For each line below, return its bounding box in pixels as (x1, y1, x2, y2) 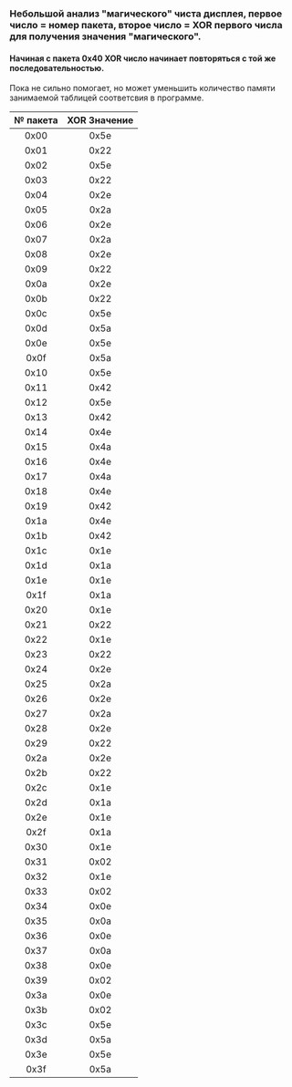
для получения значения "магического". (9, 30, 202, 43)
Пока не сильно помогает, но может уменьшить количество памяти (9, 83, 276, 94)
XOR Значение (67, 114, 134, 127)
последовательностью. (9, 62, 105, 73)
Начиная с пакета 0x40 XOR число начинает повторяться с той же (9, 53, 276, 64)
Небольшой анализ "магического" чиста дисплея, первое (9, 7, 283, 20)
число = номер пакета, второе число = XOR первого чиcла (9, 18, 283, 31)
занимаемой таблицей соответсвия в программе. (9, 92, 204, 103)
